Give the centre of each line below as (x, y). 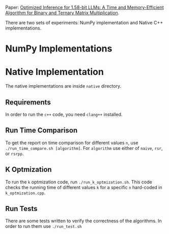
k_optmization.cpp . (25, 193)
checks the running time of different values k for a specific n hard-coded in (84, 187)
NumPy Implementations (59, 49)
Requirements (28, 102)
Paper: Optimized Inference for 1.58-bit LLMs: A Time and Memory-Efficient (84, 7)
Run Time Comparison (41, 130)
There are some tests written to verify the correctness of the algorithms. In (83, 221)
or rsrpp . (15, 153)
